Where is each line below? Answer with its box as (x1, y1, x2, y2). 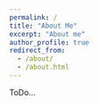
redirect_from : (9, 46, 66, 55)
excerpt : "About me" (9, 29, 86, 38)
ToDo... (9, 86, 36, 98)
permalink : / (9, 12, 58, 22)
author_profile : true (9, 37, 90, 47)
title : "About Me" (9, 21, 78, 30)
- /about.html (17, 63, 69, 72)
